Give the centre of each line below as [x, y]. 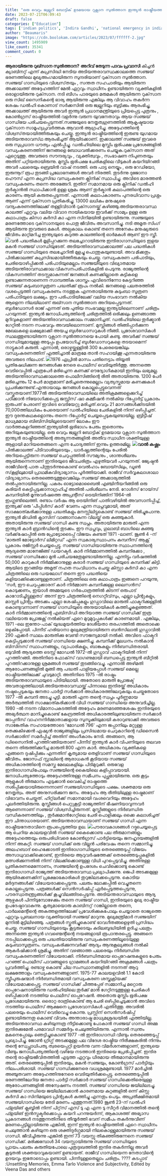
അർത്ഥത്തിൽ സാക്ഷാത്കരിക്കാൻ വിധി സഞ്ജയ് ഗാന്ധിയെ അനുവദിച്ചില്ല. [81, 703]
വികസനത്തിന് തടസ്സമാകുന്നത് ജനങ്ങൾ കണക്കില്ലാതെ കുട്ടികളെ [72, 274]
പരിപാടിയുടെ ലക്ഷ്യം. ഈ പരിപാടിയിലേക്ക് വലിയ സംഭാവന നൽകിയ [76, 297]
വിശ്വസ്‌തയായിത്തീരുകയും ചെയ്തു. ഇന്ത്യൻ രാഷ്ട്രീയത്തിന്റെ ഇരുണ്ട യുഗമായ [81, 133]
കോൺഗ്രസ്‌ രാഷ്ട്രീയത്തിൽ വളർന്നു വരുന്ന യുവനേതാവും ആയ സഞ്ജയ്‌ [78, 116]
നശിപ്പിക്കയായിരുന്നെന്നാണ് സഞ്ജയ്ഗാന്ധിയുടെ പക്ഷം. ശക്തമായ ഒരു [78, 786]
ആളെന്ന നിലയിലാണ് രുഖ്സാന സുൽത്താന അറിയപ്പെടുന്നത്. [69, 302]
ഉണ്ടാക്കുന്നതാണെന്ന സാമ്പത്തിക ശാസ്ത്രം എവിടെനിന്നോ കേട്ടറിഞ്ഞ [75, 280]
